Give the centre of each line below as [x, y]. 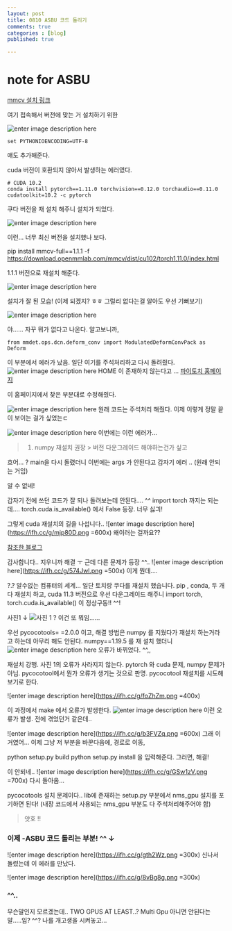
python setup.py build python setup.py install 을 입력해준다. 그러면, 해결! [108, 757]
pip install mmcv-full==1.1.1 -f [48, 252]
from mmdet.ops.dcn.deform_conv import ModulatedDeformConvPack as [107, 343]
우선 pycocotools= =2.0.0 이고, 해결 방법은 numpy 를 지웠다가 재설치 [101, 632]
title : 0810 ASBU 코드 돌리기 [47, 20]
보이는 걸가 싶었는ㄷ [41, 418]
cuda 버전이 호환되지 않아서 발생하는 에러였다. [70, 170]
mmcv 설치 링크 [29, 100]
